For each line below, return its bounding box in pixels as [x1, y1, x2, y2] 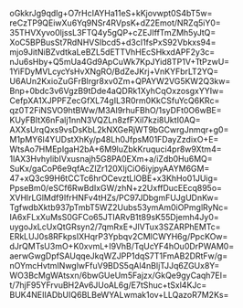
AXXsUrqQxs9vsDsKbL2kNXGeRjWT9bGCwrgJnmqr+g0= [9, 124, 229, 135]
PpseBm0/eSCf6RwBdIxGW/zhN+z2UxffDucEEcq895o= [9, 183, 222, 193]
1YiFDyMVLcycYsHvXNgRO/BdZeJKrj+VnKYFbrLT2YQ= [9, 66, 219, 77]
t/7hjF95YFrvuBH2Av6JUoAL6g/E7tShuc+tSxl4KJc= [9, 280, 207, 291]
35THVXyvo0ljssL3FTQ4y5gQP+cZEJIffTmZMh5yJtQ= [9, 27, 217, 37]
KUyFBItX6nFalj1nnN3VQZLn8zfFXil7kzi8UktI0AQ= [9, 114, 201, 125]
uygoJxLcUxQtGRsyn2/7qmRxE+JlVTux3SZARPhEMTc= [9, 221, 221, 232]
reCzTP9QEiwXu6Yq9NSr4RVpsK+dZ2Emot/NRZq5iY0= [9, 17, 221, 28]
